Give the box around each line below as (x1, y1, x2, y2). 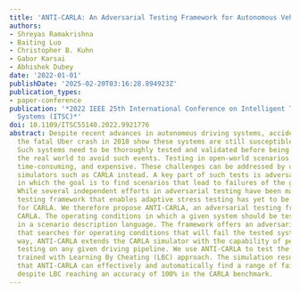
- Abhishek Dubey (9, 63, 74, 72)
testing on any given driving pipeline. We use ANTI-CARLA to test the (17, 245, 290, 254)
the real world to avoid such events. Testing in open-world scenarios (17, 153, 290, 163)
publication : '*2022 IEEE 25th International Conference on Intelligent (9, 104, 286, 113)
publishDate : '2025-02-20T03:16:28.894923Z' (9, 79, 178, 88)
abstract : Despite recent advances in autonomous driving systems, (9, 129, 266, 138)
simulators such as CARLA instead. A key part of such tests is (17, 170, 262, 179)
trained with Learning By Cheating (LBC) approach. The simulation (17, 253, 274, 263)
